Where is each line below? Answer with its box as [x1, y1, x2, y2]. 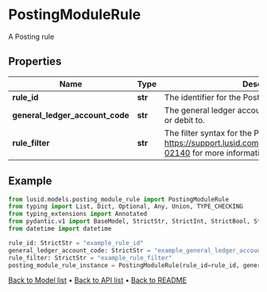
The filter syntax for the [164, 127, 252, 138]
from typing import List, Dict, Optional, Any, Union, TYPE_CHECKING [8, 202, 244, 211]
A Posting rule [8, 32, 55, 41]
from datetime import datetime [8, 225, 112, 233]
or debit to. [164, 114, 205, 125]
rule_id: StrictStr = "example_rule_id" [8, 239, 145, 247]
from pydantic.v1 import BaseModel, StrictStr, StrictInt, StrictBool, [8, 217, 250, 225]
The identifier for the [164, 91, 242, 102]
